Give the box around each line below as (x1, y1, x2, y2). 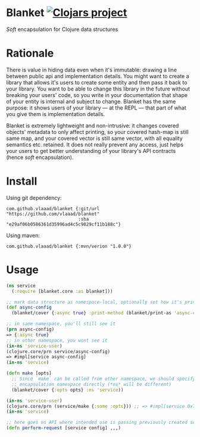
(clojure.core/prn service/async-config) (6, 348, 111, 354)
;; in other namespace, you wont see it (6, 337, 108, 344)
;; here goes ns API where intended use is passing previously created (6, 420, 187, 426)
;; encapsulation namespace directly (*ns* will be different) (11, 381, 171, 387)
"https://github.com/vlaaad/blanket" (6, 211, 100, 217)
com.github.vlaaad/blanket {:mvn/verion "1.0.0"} (6, 243, 132, 249)
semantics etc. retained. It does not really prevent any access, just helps (6, 141, 183, 148)
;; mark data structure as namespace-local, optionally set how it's (6, 299, 183, 305)
